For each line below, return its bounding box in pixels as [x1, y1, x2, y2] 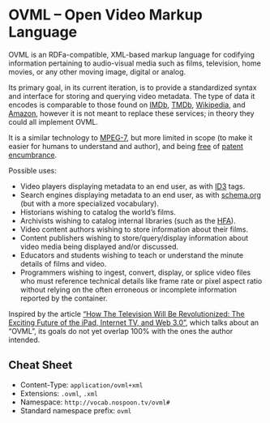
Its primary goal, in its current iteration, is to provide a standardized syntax [8, 83, 257, 92]
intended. [8, 335, 41, 344]
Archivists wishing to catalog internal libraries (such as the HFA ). [19, 216, 237, 225]
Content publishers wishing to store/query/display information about [19, 233, 249, 242]
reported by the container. [19, 293, 108, 303]
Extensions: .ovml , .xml [19, 388, 99, 398]
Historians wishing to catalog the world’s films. [19, 207, 176, 216]
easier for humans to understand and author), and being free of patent [8, 141, 243, 151]
